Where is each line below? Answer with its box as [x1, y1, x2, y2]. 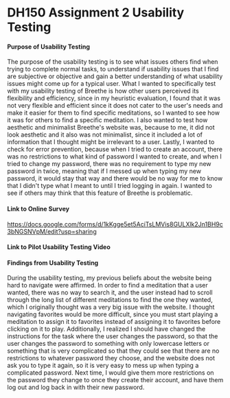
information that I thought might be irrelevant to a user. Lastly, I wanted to [7, 138, 215, 146]
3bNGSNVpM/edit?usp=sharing [7, 227, 97, 235]
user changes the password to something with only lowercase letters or [7, 340, 210, 348]
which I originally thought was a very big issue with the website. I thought [7, 303, 215, 312]
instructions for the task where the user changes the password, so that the [7, 332, 218, 340]
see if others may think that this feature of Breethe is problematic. [7, 189, 193, 197]
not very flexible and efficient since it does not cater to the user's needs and [7, 102, 223, 110]
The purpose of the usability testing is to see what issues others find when [7, 58, 218, 66]
